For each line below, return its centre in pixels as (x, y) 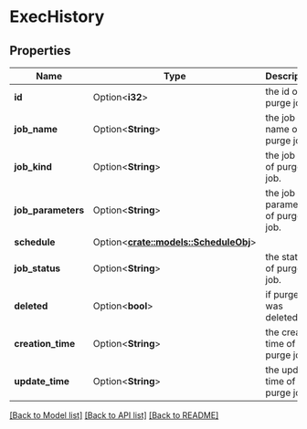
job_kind (33, 167)
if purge (282, 294)
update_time (42, 381)
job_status (37, 268)
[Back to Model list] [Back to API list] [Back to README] (114, 415)
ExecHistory (57, 17)
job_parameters (49, 210)
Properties (40, 51)
